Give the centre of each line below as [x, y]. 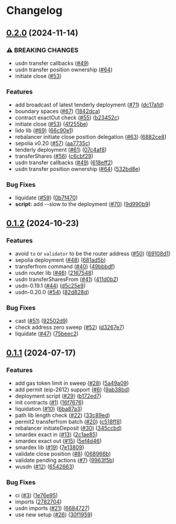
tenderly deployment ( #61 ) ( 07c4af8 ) [61, 150]
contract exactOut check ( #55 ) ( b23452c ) [67, 118]
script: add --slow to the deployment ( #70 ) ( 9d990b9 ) [83, 204]
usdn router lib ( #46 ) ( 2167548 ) [54, 273]
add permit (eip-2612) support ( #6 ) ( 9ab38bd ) [72, 390]
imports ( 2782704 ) [38, 502]
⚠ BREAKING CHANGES [42, 50]
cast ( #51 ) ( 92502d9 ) [41, 321]
